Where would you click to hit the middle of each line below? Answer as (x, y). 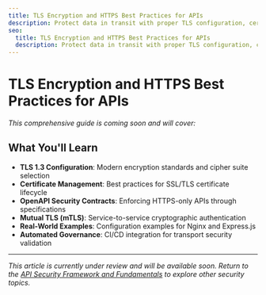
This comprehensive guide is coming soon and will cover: (102, 123)
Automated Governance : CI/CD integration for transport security (126, 234)
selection (34, 175)
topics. (19, 282)
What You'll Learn (53, 148)
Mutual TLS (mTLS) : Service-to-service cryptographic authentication (133, 217)
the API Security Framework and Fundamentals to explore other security (126, 274)
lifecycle (33, 192)
